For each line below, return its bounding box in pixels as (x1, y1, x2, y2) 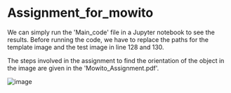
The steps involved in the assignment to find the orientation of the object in (7, 56, 225, 64)
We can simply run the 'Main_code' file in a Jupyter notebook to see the (7, 28, 216, 36)
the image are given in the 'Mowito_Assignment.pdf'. (7, 64, 159, 72)
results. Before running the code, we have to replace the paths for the (7, 35, 209, 43)
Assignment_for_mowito (7, 5, 154, 21)
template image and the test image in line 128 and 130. (7, 43, 164, 51)
